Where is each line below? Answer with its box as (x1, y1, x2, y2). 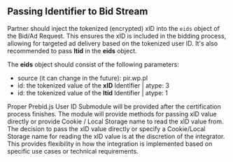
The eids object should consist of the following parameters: (7, 60, 180, 69)
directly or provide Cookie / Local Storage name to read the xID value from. (7, 117, 224, 126)
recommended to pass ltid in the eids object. (7, 46, 138, 55)
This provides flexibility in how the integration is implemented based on (7, 140, 213, 148)
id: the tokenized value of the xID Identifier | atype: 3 (17, 81, 170, 90)
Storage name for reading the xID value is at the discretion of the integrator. (7, 132, 225, 140)
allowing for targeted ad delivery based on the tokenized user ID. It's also (7, 39, 218, 48)
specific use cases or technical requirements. (7, 147, 139, 155)
